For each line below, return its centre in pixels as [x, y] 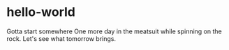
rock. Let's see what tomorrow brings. [61, 38]
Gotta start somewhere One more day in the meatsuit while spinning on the [114, 31]
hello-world [41, 12]
